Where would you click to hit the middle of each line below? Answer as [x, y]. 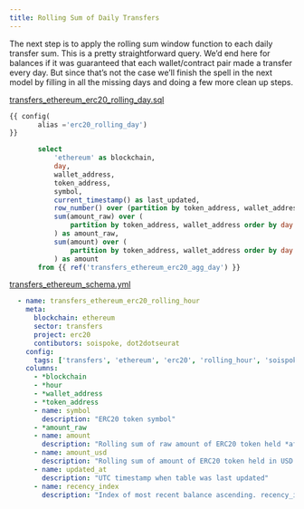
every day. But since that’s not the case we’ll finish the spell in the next [141, 72]
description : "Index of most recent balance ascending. [149, 495]
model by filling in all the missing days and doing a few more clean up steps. [152, 82]
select [50, 149]
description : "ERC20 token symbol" [109, 419]
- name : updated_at [70, 469]
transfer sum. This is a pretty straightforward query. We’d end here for [140, 53]
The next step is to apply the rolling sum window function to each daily [141, 43]
